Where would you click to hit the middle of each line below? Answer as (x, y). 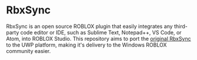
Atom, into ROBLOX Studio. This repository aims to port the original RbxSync (98, 38)
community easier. (29, 51)
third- (181, 26)
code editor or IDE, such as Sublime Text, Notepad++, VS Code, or (101, 32)
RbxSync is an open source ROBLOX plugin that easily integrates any (89, 26)
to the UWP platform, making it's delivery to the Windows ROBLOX (86, 45)
